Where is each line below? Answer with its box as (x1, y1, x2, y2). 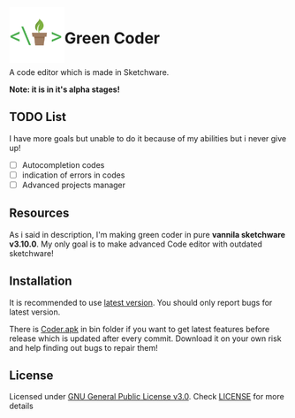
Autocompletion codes (21, 159, 105, 170)
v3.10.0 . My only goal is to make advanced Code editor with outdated (9, 239, 263, 249)
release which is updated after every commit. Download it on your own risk (9, 333, 282, 344)
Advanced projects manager (21, 179, 126, 190)
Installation (9, 274, 72, 289)
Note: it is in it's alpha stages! (9, 84, 121, 95)
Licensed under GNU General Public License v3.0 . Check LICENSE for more (9, 391, 284, 402)
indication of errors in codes (21, 170, 125, 180)
